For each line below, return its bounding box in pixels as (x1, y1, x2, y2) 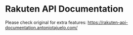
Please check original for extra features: (5, 19, 87, 25)
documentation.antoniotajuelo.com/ (5, 24, 78, 30)
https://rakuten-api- (87, 19, 129, 25)
